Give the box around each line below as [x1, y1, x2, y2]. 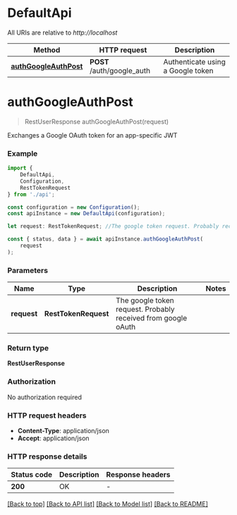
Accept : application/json [17, 434, 90, 442]
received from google [116, 313, 188, 323]
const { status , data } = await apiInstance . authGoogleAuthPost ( [7, 236, 203, 243]
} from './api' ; [7, 190, 55, 198]
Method [33, 44, 61, 54]
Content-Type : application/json [17, 426, 109, 435]
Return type [7, 344, 49, 353]
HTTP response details [7, 452, 87, 461]
